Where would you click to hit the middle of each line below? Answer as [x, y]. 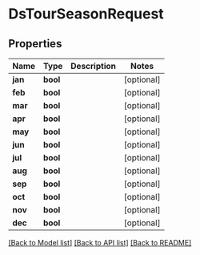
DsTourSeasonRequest [86, 14]
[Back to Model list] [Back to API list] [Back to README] [100, 243]
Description [93, 66]
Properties [35, 44]
